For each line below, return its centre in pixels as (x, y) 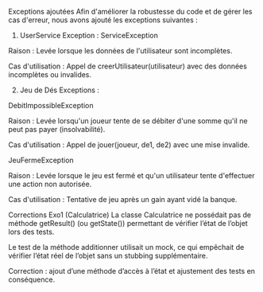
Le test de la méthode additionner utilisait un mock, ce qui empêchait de (126, 247)
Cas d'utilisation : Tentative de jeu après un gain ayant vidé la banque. (123, 199)
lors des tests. (31, 232)
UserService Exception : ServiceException (89, 35)
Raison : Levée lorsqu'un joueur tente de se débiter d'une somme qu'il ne (128, 121)
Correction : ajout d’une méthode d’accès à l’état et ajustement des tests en (132, 271)
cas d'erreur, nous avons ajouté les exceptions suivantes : (103, 20)
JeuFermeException (41, 160)
